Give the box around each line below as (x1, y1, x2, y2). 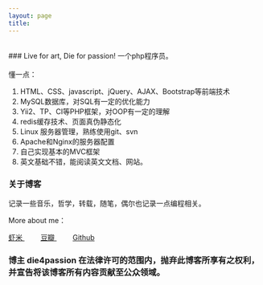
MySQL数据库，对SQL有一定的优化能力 (19, 96, 150, 106)
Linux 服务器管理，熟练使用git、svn (19, 126, 138, 136)
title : (8, 19, 31, 27)
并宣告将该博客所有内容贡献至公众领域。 (8, 267, 165, 278)
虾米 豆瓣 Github (8, 232, 95, 242)
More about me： (8, 215, 67, 225)
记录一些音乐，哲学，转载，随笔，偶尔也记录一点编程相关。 (8, 198, 206, 208)
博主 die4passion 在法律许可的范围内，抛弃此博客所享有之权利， (8, 254, 260, 266)
